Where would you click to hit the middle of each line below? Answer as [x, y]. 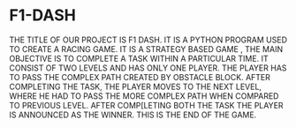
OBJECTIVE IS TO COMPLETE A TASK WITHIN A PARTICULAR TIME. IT [139, 58]
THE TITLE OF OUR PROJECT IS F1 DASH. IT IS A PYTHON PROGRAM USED [148, 40]
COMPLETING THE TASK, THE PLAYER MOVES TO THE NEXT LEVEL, [136, 86]
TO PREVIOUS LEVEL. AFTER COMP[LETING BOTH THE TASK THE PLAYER [147, 105]
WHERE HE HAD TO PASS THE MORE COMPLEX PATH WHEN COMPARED [144, 96]
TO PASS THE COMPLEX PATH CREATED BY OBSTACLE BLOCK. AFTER [140, 77]
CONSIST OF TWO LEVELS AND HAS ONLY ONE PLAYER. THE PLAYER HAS [148, 68]
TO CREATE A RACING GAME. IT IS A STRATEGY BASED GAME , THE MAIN [146, 49]
